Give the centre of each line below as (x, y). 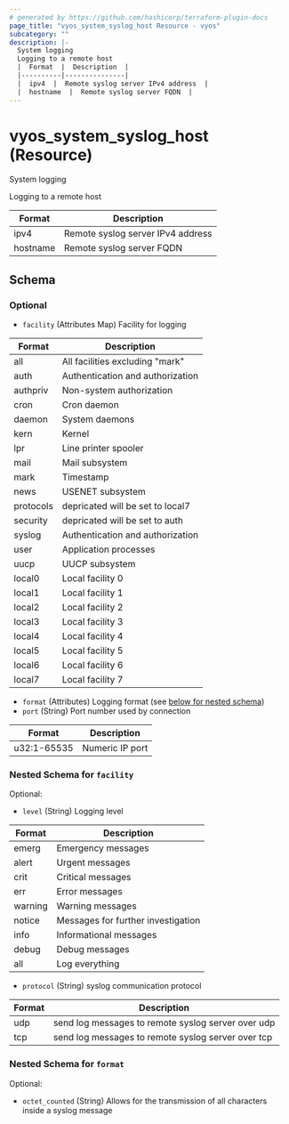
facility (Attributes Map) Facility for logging (104, 325)
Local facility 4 (92, 636)
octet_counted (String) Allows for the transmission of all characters (144, 1101)
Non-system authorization (117, 391)
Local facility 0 (92, 578)
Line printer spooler (103, 449)
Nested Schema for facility (72, 775)
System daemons (98, 419)
